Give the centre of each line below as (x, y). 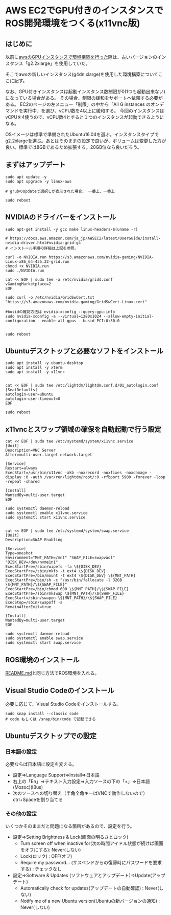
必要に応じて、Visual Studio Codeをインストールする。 (63, 704)
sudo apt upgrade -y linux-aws (39, 181)
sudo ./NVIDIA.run (25, 271)
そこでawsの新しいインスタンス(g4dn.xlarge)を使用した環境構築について (82, 74)
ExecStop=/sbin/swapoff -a (34, 602)
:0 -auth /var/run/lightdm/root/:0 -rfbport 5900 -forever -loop (95, 477)
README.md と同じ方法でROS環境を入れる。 (52, 673)
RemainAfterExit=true (28, 607)
